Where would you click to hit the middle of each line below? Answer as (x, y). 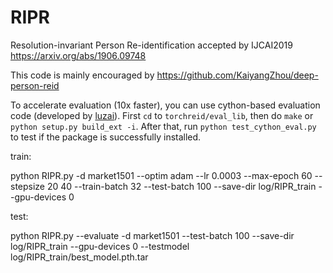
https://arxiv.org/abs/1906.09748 (78, 55)
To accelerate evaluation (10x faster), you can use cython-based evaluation (165, 105)
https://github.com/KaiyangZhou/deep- (237, 75)
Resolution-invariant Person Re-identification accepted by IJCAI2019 (151, 45)
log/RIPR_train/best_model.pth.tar (79, 257)
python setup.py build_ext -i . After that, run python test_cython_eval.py (163, 126)
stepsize (28, 186)
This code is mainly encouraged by (82, 75)
